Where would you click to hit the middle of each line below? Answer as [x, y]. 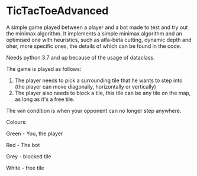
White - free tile [25, 168]
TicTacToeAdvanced [57, 11]
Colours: [17, 122]
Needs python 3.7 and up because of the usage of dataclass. [80, 57]
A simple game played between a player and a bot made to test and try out [97, 27]
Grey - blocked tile [29, 156]
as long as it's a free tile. [45, 99]
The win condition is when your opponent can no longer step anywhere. [94, 110]
